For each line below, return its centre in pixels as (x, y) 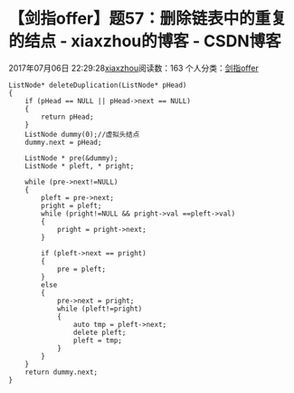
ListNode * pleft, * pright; (80, 166)
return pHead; (67, 117)
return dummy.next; (62, 372)
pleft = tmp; (98, 340)
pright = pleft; (71, 206)
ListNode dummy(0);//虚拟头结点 (82, 134)
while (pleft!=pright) (100, 309)
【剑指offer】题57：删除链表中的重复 (147, 19)
